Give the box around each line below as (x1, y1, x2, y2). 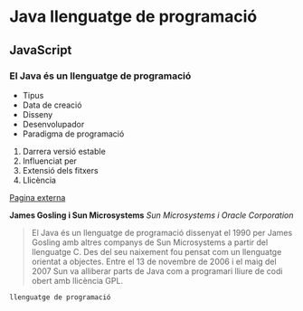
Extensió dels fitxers (22, 165, 99, 175)
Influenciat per (22, 155, 77, 166)
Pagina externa (9, 192, 66, 203)
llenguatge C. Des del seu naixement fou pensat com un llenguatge (31, 246, 282, 257)
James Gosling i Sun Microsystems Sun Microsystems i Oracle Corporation (9, 210, 294, 221)
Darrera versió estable (22, 146, 106, 156)
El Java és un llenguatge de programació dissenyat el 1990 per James (31, 227, 293, 238)
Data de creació (22, 99, 82, 110)
